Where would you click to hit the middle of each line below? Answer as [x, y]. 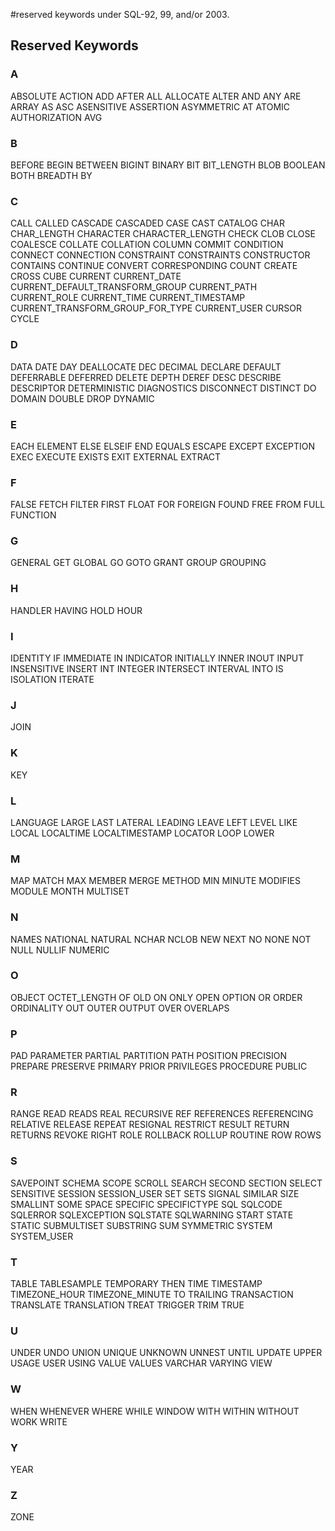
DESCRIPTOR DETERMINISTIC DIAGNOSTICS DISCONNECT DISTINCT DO [163, 388]
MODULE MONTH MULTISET [70, 891]
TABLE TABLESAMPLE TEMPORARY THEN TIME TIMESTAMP [136, 1284]
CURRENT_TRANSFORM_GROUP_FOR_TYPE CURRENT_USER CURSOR [156, 308]
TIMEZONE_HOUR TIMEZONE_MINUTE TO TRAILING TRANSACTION [152, 1295]
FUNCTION [33, 515]
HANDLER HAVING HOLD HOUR [76, 610]
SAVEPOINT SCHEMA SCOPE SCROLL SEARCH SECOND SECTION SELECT [166, 1183]
